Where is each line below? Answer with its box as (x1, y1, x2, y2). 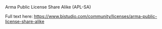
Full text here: (5, 14, 33, 19)
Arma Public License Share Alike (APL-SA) (5, 4, 91, 10)
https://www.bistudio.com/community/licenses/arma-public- (34, 14, 157, 19)
